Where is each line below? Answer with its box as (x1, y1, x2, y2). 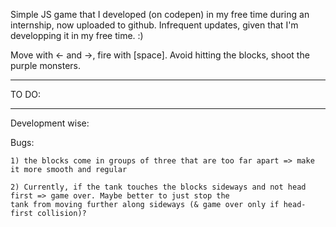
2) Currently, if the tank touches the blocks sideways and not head (10, 182, 307, 192)
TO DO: (10, 89, 42, 100)
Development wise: (10, 117, 90, 129)
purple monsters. (10, 60, 82, 71)
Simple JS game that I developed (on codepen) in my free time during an (10, 9, 310, 20)
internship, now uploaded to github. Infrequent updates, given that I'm (10, 19, 299, 31)
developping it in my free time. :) (10, 30, 144, 41)
